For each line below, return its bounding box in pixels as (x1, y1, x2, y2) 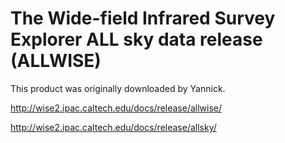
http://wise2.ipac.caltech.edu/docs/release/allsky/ (10, 121, 217, 133)
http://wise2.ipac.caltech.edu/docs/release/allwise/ (10, 102, 223, 114)
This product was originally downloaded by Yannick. (10, 82, 226, 94)
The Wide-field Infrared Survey (10, 7, 276, 30)
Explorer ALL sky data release (10, 28, 263, 51)
